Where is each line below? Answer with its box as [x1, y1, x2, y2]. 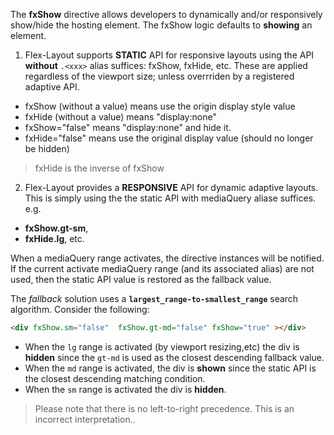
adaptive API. [24, 81, 80, 93]
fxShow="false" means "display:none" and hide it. [24, 122, 232, 133]
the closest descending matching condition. [24, 372, 206, 384]
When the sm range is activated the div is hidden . [24, 383, 227, 395]
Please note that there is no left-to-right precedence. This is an [34, 402, 295, 414]
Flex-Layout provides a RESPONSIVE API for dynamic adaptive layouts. [24, 182, 319, 193]
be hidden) [24, 143, 70, 154]
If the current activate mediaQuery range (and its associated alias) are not [10, 263, 315, 274]
